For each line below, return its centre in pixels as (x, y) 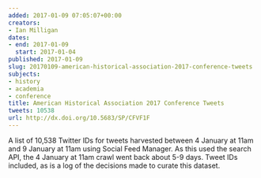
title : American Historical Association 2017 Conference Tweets (116, 103)
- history (25, 81)
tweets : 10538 (32, 111)
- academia (26, 89)
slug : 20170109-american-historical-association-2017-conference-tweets (130, 67)
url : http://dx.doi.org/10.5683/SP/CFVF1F (79, 118)
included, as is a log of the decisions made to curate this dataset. (114, 165)
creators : (25, 23)
